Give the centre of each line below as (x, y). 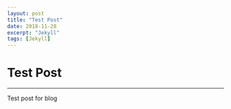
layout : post (26, 13)
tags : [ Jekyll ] (29, 39)
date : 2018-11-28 (32, 26)
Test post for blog (32, 98)
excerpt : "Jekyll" (33, 33)
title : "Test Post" (35, 20)
